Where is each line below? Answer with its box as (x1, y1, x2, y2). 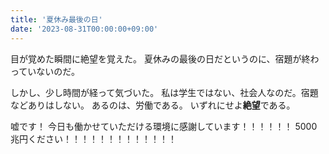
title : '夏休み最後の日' (10, 14, 103, 25)
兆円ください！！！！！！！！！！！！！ (10, 132, 177, 145)
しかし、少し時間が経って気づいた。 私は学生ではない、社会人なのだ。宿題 (10, 86, 319, 98)
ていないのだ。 (18, 65, 80, 77)
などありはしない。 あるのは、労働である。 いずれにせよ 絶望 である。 (10, 99, 296, 111)
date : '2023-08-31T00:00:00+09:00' (10, 24, 159, 34)
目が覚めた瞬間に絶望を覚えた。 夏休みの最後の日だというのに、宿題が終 (10, 52, 311, 65)
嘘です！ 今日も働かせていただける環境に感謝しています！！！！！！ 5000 (10, 120, 318, 132)
